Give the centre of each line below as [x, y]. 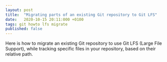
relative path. [19, 54]
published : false [24, 29]
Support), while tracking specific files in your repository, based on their [81, 49]
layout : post [19, 10]
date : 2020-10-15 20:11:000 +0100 [44, 19]
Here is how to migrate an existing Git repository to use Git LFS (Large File [84, 43]
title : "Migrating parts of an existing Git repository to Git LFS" [81, 15]
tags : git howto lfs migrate [36, 24]
